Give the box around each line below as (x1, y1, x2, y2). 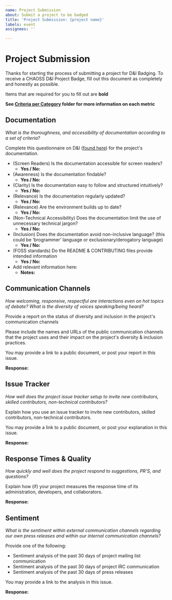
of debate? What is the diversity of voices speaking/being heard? (5, 303, 144, 309)
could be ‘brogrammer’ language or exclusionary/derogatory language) (12, 237, 163, 243)
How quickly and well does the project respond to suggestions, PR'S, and (5, 468, 161, 474)
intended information (12, 253, 58, 259)
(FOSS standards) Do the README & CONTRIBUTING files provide (12, 247, 153, 254)
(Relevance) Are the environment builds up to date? (12, 204, 122, 210)
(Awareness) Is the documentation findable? (12, 171, 107, 177)
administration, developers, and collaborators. (5, 489, 103, 495)
